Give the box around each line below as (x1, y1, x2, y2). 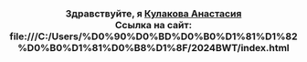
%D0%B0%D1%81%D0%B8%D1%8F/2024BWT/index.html (17, 41, 290, 54)
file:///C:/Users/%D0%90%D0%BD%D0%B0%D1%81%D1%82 (9, 30, 298, 43)
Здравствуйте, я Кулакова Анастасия (65, 7, 242, 20)
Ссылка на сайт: (114, 18, 193, 31)
